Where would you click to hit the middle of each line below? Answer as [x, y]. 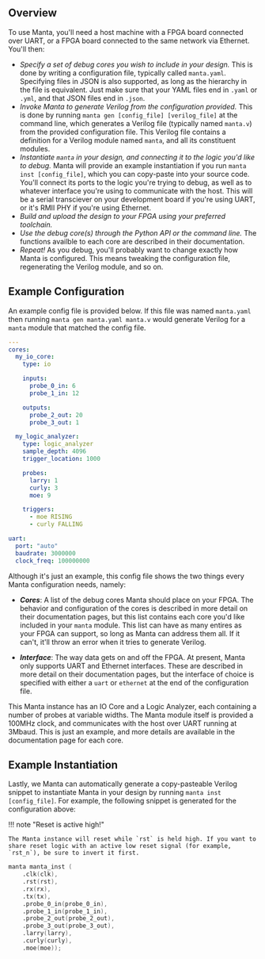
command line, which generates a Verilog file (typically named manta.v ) [136, 123]
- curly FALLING [56, 524]
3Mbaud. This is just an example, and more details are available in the [122, 731]
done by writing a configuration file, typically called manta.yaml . [123, 73]
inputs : [35, 379]
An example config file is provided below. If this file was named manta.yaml [130, 311]
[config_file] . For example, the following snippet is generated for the [123, 801]
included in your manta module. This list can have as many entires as [131, 625]
